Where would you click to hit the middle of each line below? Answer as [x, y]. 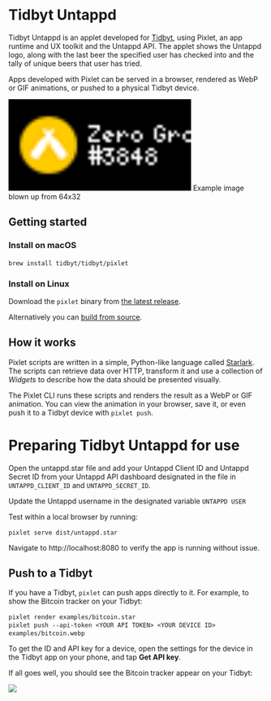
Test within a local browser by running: [73, 516]
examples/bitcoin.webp [47, 634]
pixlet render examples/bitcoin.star [72, 617]
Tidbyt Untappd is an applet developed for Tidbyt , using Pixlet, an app [126, 37]
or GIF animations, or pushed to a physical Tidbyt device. [104, 88]
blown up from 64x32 [45, 196]
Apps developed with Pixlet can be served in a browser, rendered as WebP [133, 79]
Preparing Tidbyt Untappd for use [124, 445]
